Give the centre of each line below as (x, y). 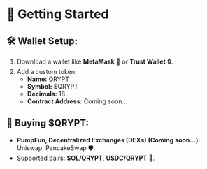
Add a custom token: (47, 72)
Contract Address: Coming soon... (77, 101)
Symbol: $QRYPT (52, 86)
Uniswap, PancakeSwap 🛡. (56, 148)
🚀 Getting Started (58, 14)
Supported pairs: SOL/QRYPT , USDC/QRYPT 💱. (86, 158)
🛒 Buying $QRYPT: (48, 123)
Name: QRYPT (48, 79)
